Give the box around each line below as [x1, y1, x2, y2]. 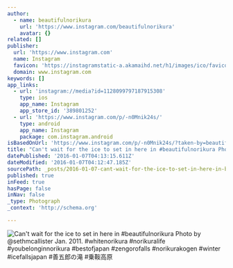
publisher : [7, 42, 39, 49]
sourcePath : [7, 165, 42, 173]
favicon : [13, 62, 39, 69]
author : [7, 10, 30, 17]
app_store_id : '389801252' [19, 107, 98, 114]
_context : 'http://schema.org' [7, 205, 98, 212]
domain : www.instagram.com [13, 68, 92, 75]
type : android [19, 120, 60, 127]
